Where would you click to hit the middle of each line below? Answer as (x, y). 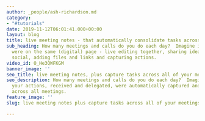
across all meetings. (39, 92)
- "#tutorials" (26, 23)
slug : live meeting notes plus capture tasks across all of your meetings (103, 103)
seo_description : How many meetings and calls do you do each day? (94, 80)
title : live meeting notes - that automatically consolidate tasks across (103, 40)
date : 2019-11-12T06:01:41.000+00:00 (54, 29)
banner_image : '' (28, 69)
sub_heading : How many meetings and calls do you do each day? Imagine (101, 46)
